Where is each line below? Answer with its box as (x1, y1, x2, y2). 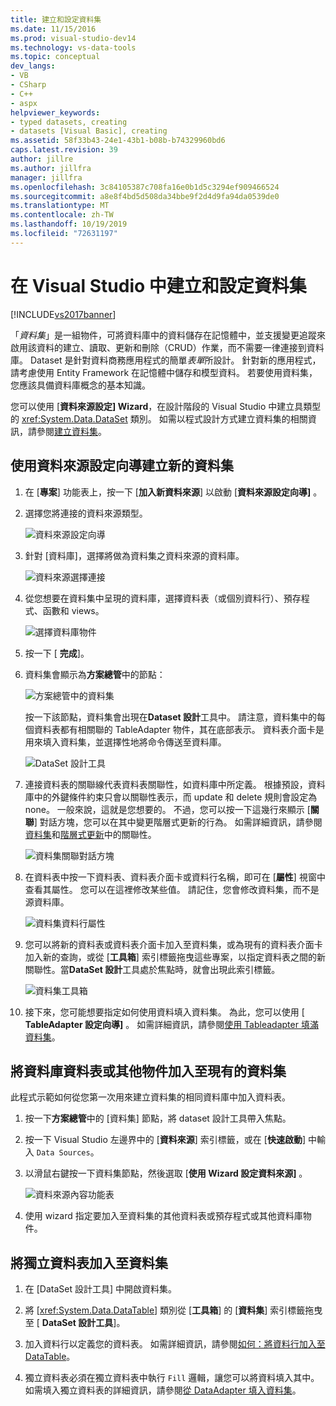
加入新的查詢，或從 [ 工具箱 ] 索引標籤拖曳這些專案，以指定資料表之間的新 (24, 951, 326, 963)
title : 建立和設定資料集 (10, 14, 102, 25)
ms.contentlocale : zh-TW (10, 210, 114, 220)
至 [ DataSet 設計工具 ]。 (24, 1317, 126, 1329)
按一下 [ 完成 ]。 (24, 647, 90, 659)
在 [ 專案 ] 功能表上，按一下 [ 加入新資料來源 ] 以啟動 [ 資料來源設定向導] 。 (24, 486, 323, 498)
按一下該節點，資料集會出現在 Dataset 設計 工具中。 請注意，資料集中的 (24, 711, 317, 723)
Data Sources (36, 1148, 91, 1158)
